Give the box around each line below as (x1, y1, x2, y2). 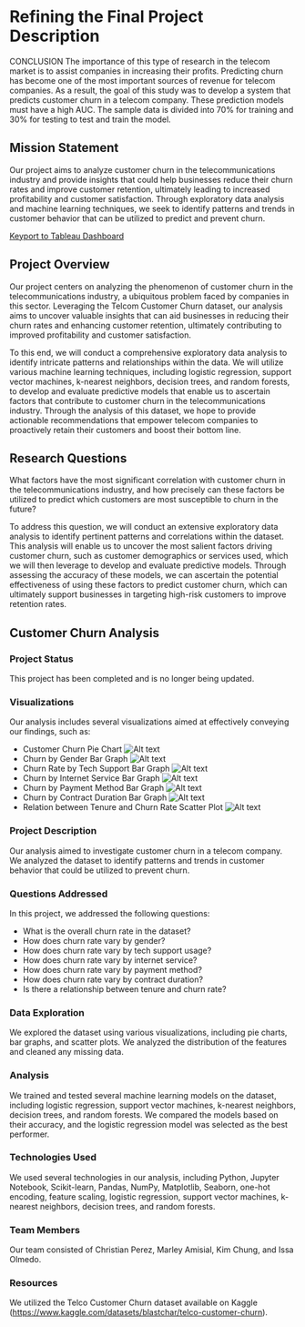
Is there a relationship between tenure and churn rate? (22, 983, 227, 994)
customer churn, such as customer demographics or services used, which (9, 551, 289, 562)
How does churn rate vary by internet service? (22, 954, 198, 966)
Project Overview (9, 257, 110, 272)
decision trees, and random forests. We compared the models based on (9, 1109, 280, 1120)
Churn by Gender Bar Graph (22, 754, 128, 765)
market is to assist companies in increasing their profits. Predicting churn (9, 66, 284, 76)
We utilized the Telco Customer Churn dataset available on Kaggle (9, 1297, 258, 1308)
